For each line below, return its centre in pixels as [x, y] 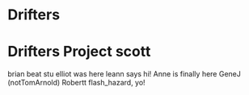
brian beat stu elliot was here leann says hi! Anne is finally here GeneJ [124, 74]
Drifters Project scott [79, 52]
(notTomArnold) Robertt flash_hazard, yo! [77, 83]
